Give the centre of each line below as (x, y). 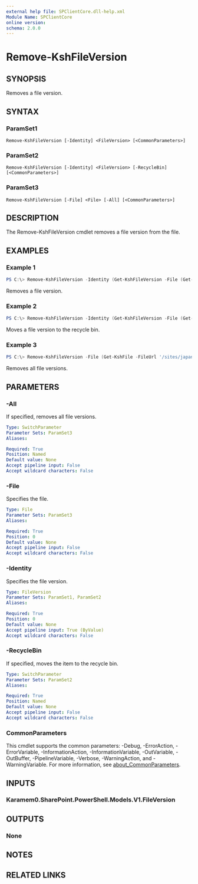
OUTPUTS (25, 819)
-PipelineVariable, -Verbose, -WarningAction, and (92, 758)
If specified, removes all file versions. (51, 416)
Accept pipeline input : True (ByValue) (55, 630)
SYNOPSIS (26, 79)
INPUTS (21, 783)
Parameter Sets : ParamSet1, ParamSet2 (54, 597)
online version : (26, 22)
